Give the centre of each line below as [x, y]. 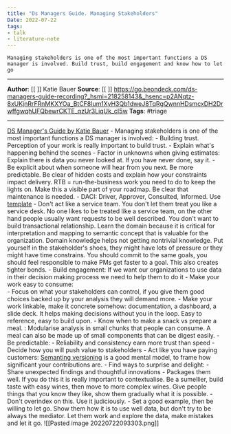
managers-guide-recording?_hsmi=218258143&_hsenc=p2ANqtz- [101, 96]
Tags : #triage [148, 111]
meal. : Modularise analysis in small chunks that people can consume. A [109, 328]
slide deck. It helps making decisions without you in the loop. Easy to [105, 314]
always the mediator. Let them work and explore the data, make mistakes [111, 416]
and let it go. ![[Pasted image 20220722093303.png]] [83, 423]
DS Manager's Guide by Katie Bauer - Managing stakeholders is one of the [113, 131]
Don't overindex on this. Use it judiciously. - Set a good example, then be [110, 401]
